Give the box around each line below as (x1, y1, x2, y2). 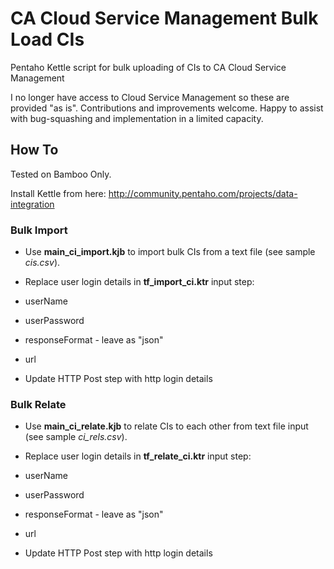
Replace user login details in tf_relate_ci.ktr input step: (24, 450, 252, 462)
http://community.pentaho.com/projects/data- (108, 187, 298, 199)
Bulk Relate (10, 397, 67, 411)
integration (10, 198, 55, 210)
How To (10, 142, 59, 159)
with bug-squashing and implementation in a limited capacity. (10, 112, 264, 124)
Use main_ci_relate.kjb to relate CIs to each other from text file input (24, 420, 309, 432)
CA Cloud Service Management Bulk (10, 7, 319, 30)
